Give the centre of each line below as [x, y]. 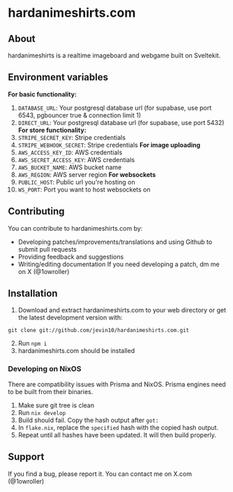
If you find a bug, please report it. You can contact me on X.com [100, 474]
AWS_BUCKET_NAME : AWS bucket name [70, 167]
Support [26, 457]
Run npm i [32, 343]
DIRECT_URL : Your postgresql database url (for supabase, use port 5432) [121, 122]
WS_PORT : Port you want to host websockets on [84, 189]
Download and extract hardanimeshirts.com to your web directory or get [122, 310]
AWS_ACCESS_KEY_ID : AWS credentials [70, 152]
